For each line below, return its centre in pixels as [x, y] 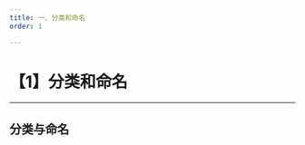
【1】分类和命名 [69, 82]
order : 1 [26, 26]
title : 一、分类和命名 [48, 18]
